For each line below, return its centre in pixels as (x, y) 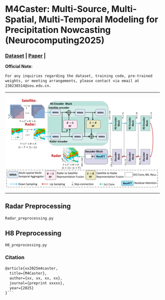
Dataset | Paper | (26, 56)
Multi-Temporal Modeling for (98, 19)
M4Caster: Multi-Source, (57, 9)
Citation (15, 258)
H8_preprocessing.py (26, 245)
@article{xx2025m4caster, (31, 268)
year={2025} (22, 288)
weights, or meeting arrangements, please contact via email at (72, 81)
